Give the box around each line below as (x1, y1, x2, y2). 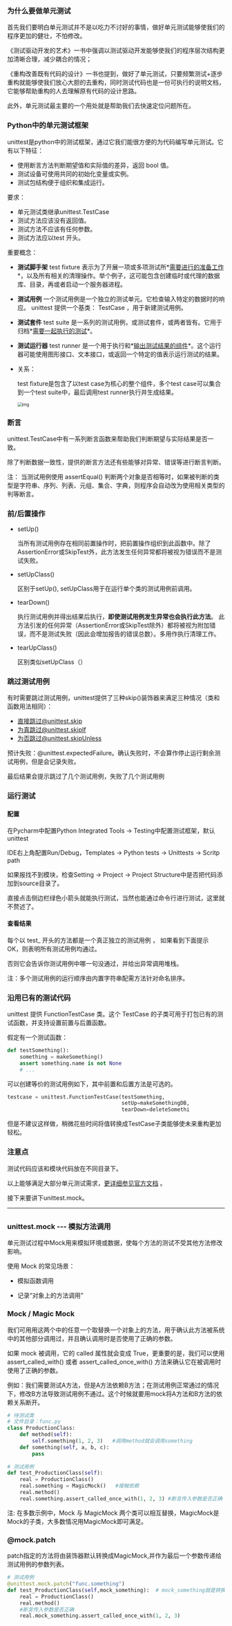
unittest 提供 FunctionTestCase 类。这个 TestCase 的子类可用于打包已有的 (7, 1010, 217, 1018)
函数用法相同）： (7, 702, 53, 710)
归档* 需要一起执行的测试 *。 (17, 327, 97, 335)
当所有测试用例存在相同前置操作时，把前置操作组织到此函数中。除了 (17, 539, 211, 548)
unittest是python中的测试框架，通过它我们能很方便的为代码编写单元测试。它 (7, 137, 224, 146)
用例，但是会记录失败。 (12, 757, 80, 766)
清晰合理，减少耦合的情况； (12, 55, 92, 64)
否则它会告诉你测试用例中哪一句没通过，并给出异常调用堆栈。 (7, 959, 183, 967)
